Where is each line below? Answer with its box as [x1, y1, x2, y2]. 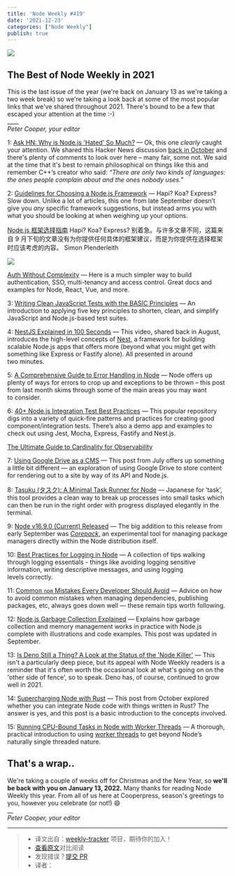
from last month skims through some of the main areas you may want [7, 386, 207, 395]
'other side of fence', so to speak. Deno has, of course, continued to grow [7, 673, 220, 682]
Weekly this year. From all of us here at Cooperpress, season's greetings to [7, 791, 225, 800]
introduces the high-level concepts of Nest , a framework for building [7, 335, 205, 343]
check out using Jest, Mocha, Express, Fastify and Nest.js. [7, 429, 176, 438]
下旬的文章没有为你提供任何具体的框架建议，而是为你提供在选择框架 [27, 235, 223, 243]
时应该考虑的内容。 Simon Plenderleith [7, 243, 119, 252]
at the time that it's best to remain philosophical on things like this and [7, 160, 208, 169]
